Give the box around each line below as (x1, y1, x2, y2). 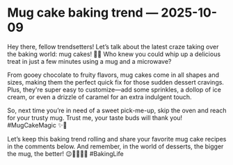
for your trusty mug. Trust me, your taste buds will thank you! (7, 113, 183, 122)
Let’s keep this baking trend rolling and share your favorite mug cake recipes (7, 134, 227, 143)
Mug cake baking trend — (7, 5, 159, 21)
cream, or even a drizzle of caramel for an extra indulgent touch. (7, 92, 193, 101)
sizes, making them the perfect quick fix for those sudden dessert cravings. (7, 78, 225, 86)
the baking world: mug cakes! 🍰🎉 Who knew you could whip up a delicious (7, 50, 221, 58)
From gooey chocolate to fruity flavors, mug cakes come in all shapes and (7, 71, 219, 79)
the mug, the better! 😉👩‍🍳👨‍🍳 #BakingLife (7, 149, 124, 157)
